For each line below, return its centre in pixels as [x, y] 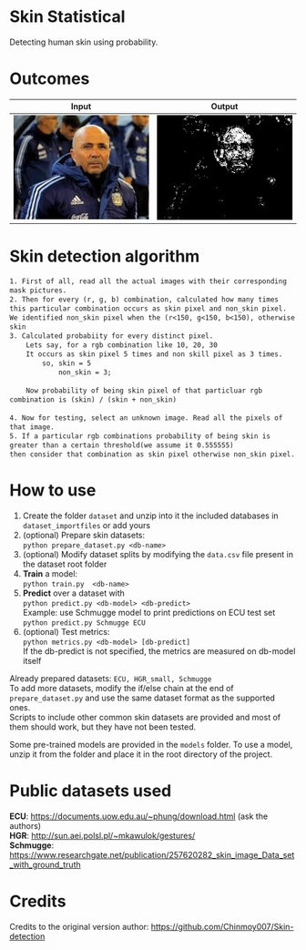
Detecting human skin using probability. [84, 42]
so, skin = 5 [67, 363]
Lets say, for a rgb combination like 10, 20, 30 [122, 345]
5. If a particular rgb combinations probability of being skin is [140, 436]
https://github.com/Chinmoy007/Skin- [222, 927]
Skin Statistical [67, 17]
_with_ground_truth [45, 865]
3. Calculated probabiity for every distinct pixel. [112, 336]
